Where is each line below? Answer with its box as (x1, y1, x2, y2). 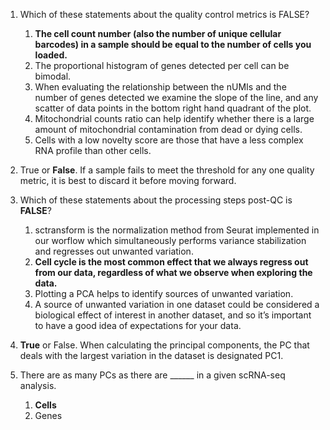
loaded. (34, 49, 68, 61)
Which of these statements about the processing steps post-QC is (19, 194, 293, 206)
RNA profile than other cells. (34, 145, 152, 156)
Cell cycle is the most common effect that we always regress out (34, 256, 309, 268)
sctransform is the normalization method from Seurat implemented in (34, 224, 320, 236)
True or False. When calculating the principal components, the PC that (19, 339, 310, 351)
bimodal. (34, 70, 72, 82)
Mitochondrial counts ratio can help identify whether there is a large (34, 113, 315, 124)
